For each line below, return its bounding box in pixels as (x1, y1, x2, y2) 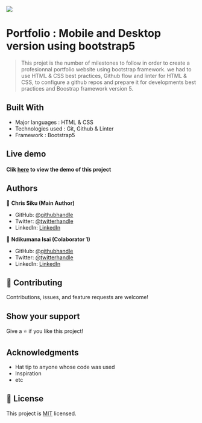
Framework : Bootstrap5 (14, 131, 75, 138)
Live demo (6, 149, 46, 160)
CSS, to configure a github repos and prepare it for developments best (21, 79, 197, 86)
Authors (6, 183, 38, 193)
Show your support (6, 311, 80, 321)
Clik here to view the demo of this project (6, 166, 112, 173)
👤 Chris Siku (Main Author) (6, 199, 75, 207)
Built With (6, 103, 44, 113)
